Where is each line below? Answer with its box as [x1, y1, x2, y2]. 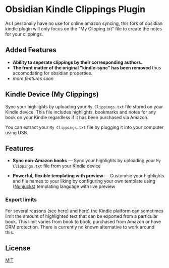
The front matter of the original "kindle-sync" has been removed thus [12, 64, 161, 70]
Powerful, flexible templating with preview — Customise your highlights [12, 173, 164, 179]
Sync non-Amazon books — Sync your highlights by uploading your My [12, 158, 161, 164]
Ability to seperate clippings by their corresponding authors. [12, 59, 143, 65]
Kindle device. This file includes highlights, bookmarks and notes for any [5, 109, 156, 115]
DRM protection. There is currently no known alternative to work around [5, 224, 155, 230]
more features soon [12, 75, 54, 82]
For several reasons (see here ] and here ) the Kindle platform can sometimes [5, 208, 164, 214]
